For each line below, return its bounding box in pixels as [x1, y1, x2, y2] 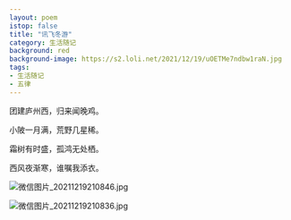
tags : [9, 63, 30, 72]
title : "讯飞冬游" [9, 30, 73, 38]
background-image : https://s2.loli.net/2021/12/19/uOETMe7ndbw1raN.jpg [9, 55, 282, 63]
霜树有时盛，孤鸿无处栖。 [9, 143, 104, 154]
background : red [9, 47, 70, 55]
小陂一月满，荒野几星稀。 [9, 124, 104, 135]
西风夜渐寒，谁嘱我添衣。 [9, 162, 104, 173]
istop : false [9, 21, 58, 30]
